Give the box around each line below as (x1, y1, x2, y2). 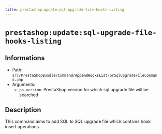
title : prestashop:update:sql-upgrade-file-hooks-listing (5, 7, 124, 12)
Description (5, 106, 41, 114)
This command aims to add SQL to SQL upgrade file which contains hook (5, 118, 151, 124)
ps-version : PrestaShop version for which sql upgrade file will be (19, 86, 149, 92)
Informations (5, 54, 45, 62)
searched (19, 92, 39, 98)
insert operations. (5, 124, 40, 130)
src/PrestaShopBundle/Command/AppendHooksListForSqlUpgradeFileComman (12, 73, 158, 78)
